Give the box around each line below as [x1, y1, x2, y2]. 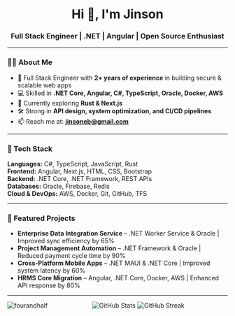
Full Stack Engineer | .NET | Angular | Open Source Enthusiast [10, 31, 225, 41]
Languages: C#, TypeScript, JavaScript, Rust [7, 160, 138, 168]
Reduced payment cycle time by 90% [17, 252, 126, 260]
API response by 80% [17, 281, 80, 289]
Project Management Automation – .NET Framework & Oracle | [17, 244, 201, 252]
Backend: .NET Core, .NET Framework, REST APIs [7, 175, 152, 183]
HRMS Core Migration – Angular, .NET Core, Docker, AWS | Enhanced [17, 274, 219, 282]
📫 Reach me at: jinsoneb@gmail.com [17, 117, 129, 125]
